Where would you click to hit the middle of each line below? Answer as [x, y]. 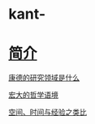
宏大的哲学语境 [33, 95]
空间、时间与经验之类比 [47, 112]
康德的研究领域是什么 [44, 78]
